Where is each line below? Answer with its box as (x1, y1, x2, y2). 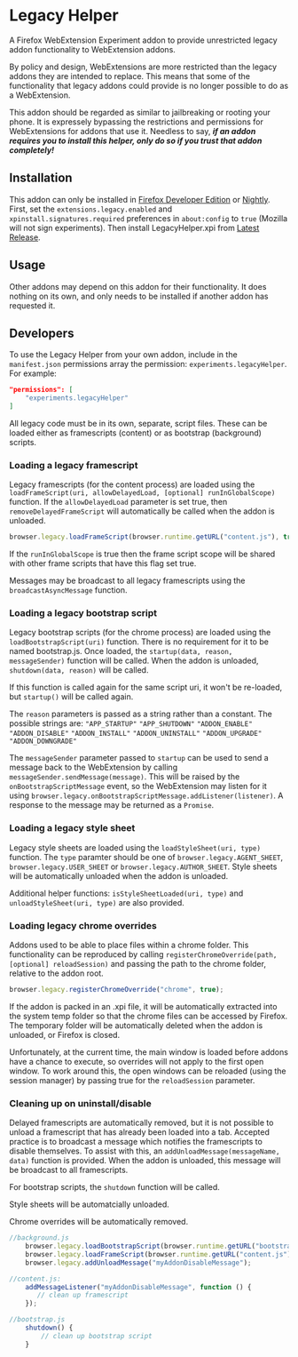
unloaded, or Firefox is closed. (9, 1029, 121, 1040)
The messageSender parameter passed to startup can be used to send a (9, 753, 269, 763)
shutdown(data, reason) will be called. (9, 665, 149, 675)
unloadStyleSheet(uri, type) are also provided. (9, 897, 184, 907)
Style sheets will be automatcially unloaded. (9, 1199, 170, 1209)
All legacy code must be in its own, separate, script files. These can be (9, 419, 268, 428)
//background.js (9, 1233, 69, 1242)
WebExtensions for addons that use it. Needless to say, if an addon (9, 125, 256, 136)
